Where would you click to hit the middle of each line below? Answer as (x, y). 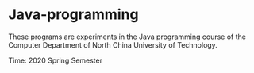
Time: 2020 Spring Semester (56, 60)
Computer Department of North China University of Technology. (113, 44)
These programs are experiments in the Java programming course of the (127, 36)
